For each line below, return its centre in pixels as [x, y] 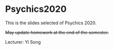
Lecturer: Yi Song [23, 42]
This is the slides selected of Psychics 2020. [51, 23]
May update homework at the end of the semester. [57, 32]
